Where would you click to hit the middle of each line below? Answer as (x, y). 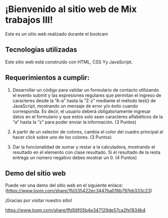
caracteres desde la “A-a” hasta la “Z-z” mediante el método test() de (84, 100)
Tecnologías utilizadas (41, 50)
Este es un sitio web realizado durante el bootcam (57, 34)
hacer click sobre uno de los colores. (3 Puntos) (62, 137)
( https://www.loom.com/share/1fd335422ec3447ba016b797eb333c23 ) (79, 191)
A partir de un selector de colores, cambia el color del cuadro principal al (88, 131)
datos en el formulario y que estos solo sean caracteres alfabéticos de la (88, 116)
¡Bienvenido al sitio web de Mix (71, 9)
